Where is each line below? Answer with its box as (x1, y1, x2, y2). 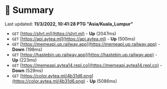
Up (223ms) (11, 57, 37, 63)
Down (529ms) (11, 67, 43, 74)
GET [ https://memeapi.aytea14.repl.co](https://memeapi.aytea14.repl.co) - (11, 62, 162, 68)
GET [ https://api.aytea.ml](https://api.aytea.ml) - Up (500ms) (11, 36, 135, 42)
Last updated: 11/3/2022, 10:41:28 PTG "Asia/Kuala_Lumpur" (4, 21, 133, 27)
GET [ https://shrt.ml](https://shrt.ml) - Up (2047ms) (11, 30, 116, 36)
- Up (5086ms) (86, 78, 117, 84)
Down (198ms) (11, 46, 42, 52)
